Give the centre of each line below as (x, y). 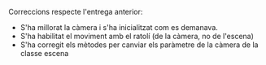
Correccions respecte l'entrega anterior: (76, 12)
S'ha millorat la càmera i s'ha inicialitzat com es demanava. (119, 27)
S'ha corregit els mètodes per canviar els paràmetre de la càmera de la (139, 45)
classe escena (44, 53)
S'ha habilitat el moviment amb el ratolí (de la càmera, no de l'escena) (137, 36)
